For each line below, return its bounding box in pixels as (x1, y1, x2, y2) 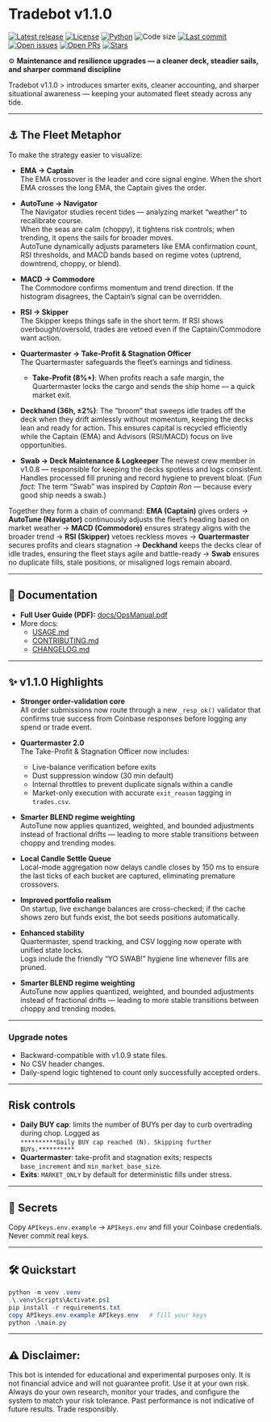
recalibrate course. (19, 215, 83, 225)
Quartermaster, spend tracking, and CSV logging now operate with (19, 937, 242, 946)
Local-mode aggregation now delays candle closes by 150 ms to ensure (19, 862, 260, 872)
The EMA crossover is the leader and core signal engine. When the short (19, 174, 262, 184)
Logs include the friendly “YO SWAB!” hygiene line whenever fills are (19, 954, 249, 963)
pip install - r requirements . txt (8, 1303, 121, 1311)
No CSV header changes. (19, 1059, 105, 1069)
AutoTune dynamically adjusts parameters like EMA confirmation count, (19, 241, 258, 251)
